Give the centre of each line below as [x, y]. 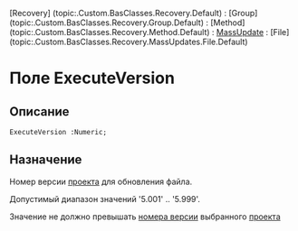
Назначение [46, 160]
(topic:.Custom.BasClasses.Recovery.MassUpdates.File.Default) [129, 42]
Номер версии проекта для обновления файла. [101, 181]
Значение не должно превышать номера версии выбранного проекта [145, 217]
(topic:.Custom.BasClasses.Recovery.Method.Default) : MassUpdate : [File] [149, 32]
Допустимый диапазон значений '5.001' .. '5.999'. [105, 199]
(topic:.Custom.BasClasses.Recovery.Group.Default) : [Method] [127, 23]
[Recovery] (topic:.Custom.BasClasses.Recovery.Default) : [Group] [134, 13]
